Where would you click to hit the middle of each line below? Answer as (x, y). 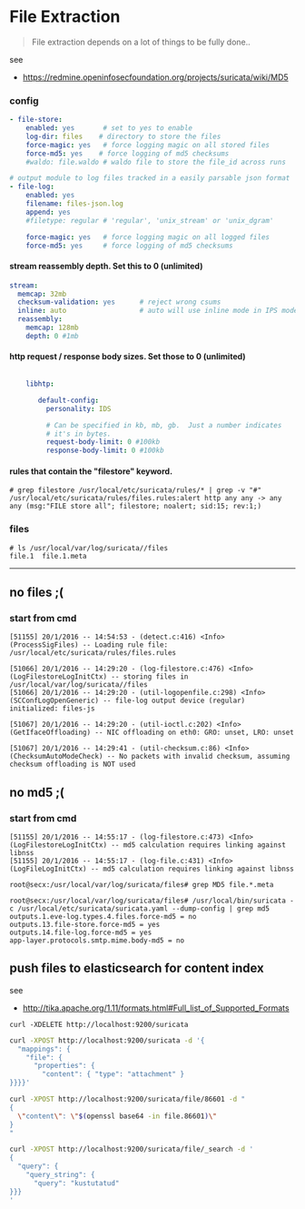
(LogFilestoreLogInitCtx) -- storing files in (99, 677)
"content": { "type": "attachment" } (113, 1074)
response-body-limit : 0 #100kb (105, 451)
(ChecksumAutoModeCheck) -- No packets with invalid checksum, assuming (150, 757)
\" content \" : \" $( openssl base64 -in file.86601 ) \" (118, 1116)
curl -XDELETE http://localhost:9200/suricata (99, 1024)
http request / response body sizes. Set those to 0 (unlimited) (128, 357)
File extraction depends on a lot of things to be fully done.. (141, 42)
